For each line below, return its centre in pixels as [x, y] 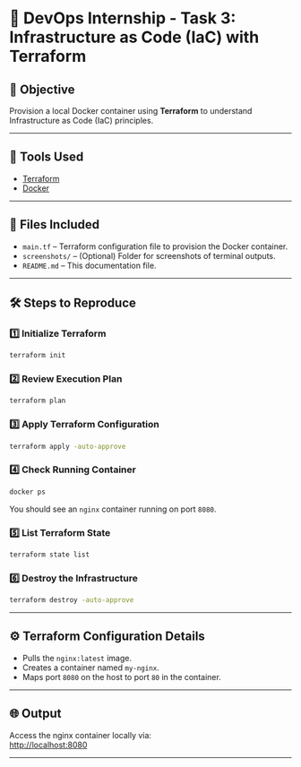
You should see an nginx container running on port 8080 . [113, 509]
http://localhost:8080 [48, 745]
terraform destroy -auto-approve [72, 600]
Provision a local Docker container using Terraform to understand [131, 111]
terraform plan [38, 401]
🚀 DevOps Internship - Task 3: [123, 18]
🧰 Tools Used [47, 157]
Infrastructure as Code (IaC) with [134, 37]
